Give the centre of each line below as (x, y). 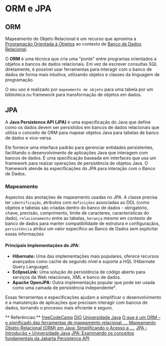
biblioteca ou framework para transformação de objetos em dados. (74, 95)
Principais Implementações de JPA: (43, 245)
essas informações (25, 234)
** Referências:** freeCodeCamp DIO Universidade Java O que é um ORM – (83, 317)
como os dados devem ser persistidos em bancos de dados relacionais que (82, 127)
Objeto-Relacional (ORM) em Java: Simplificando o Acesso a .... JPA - (76, 328)
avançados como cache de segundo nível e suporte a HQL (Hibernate (83, 261)
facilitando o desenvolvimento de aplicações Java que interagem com (77, 152)
